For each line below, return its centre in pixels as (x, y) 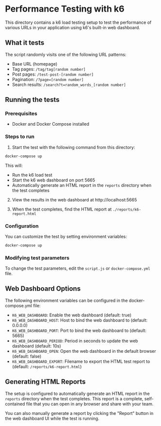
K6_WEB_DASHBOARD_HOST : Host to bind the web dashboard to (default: (80, 320)
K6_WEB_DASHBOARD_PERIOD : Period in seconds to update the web (75, 341)
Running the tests (32, 100)
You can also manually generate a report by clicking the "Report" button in (79, 413)
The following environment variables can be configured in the (66, 300)
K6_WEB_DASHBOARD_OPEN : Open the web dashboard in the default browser (84, 351)
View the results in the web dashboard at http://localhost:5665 (74, 199)
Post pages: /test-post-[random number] (53, 74)
